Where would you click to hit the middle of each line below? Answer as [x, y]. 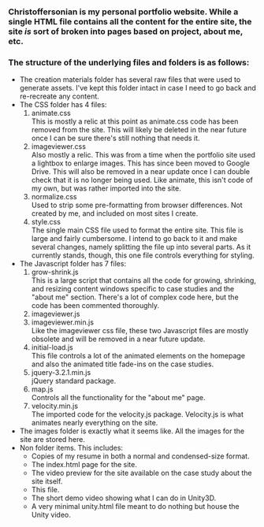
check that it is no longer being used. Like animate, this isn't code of [142, 180]
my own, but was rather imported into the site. [106, 188]
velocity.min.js [55, 406]
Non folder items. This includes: [71, 448]
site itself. [47, 481]
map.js [42, 389]
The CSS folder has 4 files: [63, 105]
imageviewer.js [56, 314]
